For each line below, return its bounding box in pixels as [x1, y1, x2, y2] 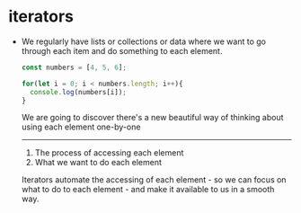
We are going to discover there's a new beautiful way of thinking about [21, 112, 284, 123]
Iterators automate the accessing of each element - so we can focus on [21, 174, 287, 185]
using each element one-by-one [21, 121, 141, 132]
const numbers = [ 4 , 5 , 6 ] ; [21, 63, 128, 72]
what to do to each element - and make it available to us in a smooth [21, 184, 275, 195]
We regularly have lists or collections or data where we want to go [21, 36, 267, 47]
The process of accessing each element [34, 147, 184, 158]
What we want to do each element [34, 157, 163, 168]
